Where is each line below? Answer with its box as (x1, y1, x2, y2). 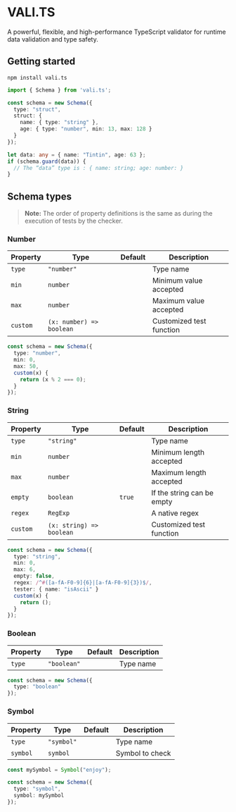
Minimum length (151, 447, 205, 457)
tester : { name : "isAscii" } (13, 586, 99, 593)
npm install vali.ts (7, 74, 68, 81)
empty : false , (13, 572, 55, 580)
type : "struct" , (13, 106, 61, 113)
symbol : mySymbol (13, 792, 65, 799)
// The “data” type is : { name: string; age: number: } (13, 164, 184, 171)
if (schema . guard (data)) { (7, 158, 86, 165)
